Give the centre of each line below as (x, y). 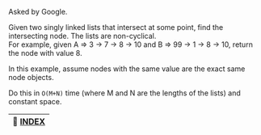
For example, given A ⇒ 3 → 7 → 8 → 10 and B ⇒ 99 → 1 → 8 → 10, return (130, 44)
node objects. (31, 77)
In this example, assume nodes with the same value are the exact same (127, 69)
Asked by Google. (38, 12)
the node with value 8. (45, 53)
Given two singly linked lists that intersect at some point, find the (116, 27)
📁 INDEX (29, 122)
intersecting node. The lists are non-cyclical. (82, 36)
